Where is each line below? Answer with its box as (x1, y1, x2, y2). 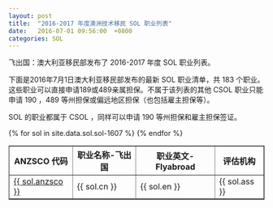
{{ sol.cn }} (76, 181, 118, 193)
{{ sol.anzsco (13, 176, 63, 187)
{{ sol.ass (219, 176, 254, 187)
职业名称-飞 (76, 150, 123, 161)
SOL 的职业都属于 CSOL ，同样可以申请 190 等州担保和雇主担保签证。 (8, 112, 242, 122)
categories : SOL (8, 34, 63, 43)
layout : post (8, 11, 53, 20)
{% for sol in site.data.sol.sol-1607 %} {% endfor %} (8, 129, 184, 138)
